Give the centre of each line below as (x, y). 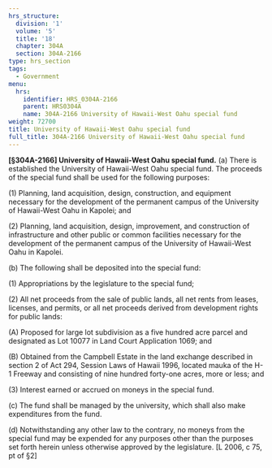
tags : (17, 69)
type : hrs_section (39, 62)
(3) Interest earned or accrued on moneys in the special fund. (112, 389)
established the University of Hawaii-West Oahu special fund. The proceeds (135, 168)
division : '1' (39, 24)
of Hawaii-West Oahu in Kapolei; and (70, 210)
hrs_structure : (34, 16)
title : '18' (36, 39)
